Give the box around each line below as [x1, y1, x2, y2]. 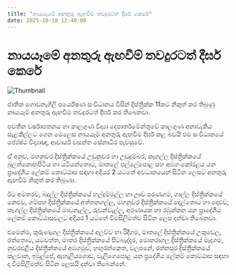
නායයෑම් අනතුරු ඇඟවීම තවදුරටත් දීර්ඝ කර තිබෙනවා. [7, 108, 150, 116]
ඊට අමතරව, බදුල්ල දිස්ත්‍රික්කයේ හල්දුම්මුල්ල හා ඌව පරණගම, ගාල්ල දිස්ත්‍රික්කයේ [7, 190, 223, 198]
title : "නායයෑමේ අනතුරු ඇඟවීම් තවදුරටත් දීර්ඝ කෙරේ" [7, 10, 152, 18]
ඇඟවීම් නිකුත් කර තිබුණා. [7, 176, 76, 184]
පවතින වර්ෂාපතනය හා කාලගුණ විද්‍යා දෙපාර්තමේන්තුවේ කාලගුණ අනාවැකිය [7, 122, 213, 130]
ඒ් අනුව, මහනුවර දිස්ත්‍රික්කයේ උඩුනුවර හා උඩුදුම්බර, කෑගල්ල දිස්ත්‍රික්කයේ [7, 152, 202, 161]
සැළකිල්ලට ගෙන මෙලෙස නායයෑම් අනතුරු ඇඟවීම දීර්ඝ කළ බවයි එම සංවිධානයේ [7, 130, 224, 138]
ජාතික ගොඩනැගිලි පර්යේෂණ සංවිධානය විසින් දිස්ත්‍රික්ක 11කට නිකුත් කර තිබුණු [7, 100, 216, 109]
